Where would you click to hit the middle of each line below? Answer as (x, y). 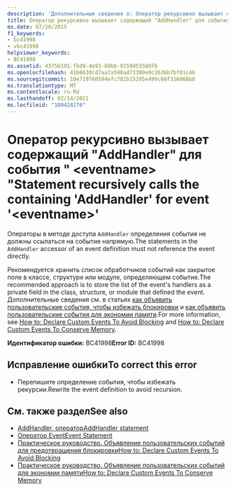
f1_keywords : (26, 33)
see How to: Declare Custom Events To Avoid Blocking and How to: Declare (116, 322)
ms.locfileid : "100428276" (47, 105)
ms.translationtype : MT (42, 86)
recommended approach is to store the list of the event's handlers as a (109, 284)
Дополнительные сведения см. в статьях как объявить (90, 300)
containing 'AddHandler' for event (108, 200)
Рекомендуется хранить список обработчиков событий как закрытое (111, 269)
